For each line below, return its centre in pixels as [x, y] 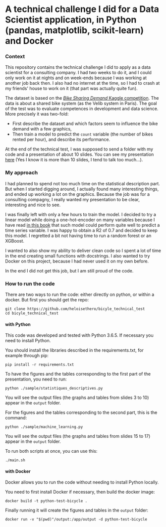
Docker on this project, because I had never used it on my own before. [77, 261]
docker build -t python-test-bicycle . [46, 501]
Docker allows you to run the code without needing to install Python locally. [82, 482]
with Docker [18, 471]
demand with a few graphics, [42, 129]
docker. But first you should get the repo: [47, 300]
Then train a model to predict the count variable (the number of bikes [83, 134]
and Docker [29, 41]
